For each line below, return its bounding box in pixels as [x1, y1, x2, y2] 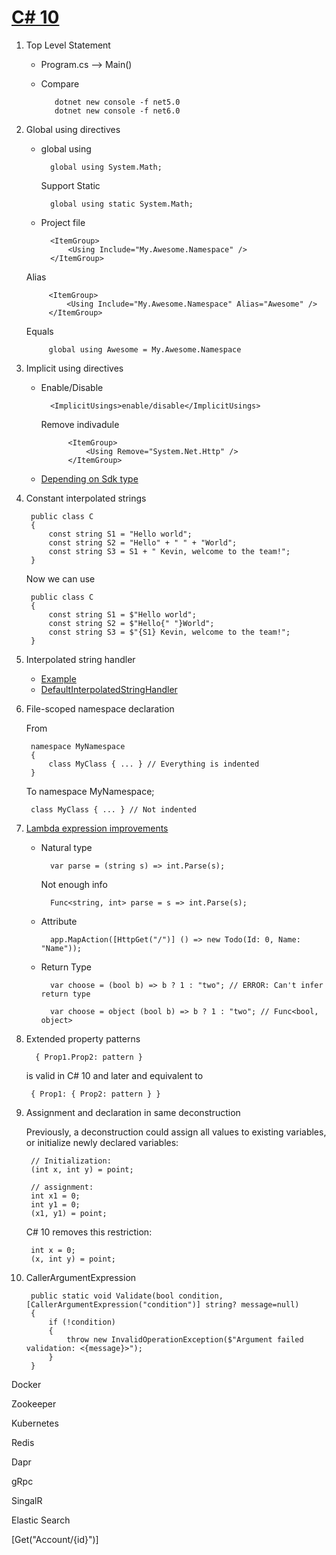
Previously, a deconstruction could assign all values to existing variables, [25, 1126, 327, 1138]
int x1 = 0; [30, 1191, 81, 1201]
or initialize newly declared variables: [25, 1136, 179, 1148]
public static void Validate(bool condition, [30, 1291, 224, 1301]
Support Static [40, 179, 101, 191]
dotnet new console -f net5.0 [54, 97, 181, 107]
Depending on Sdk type [40, 472, 139, 485]
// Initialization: [30, 1156, 112, 1166]
